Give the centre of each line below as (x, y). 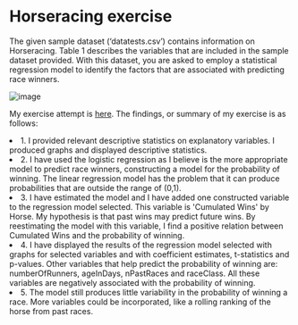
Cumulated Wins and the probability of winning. (97, 235)
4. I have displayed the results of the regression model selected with (147, 245)
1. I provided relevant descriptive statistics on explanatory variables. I (148, 140)
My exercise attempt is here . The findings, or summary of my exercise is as (148, 113)
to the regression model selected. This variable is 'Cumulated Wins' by (140, 206)
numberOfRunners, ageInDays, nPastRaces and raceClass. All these (135, 273)
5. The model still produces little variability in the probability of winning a (154, 292)
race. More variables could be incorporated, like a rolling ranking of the (140, 302)
